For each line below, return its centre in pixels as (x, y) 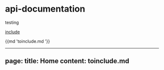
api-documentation (45, 9)
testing (12, 22)
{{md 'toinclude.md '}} (28, 41)
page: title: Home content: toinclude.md (67, 61)
